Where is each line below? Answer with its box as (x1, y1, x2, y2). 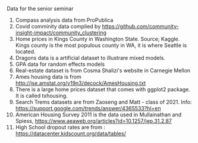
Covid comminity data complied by (15, 23, 101, 30)
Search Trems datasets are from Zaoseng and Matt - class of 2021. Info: (15, 98, 192, 106)
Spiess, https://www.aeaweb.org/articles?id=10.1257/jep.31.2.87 (15, 117, 172, 124)
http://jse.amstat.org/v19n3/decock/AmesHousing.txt (15, 80, 146, 87)
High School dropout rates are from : (15, 124, 106, 131)
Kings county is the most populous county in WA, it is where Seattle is (15, 42, 187, 49)
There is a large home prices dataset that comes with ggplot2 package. (15, 86, 191, 93)
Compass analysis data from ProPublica (15, 17, 114, 23)
